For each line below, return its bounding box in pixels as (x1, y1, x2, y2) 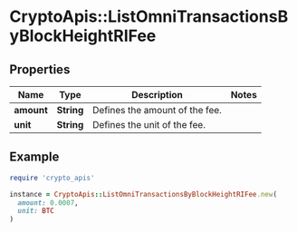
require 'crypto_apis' (9, 173, 95, 182)
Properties (9, 62, 71, 77)
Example (9, 150, 60, 165)
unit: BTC (17, 207, 54, 216)
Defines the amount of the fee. (91, 104, 222, 116)
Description (130, 89, 184, 101)
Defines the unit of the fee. (91, 119, 206, 130)
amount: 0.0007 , (17, 198, 79, 208)
